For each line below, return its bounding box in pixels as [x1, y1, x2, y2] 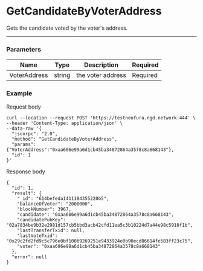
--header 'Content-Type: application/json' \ [6, 120, 123, 126]
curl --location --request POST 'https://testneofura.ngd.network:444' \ [6, 115, 196, 121]
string [54, 71, 71, 79]
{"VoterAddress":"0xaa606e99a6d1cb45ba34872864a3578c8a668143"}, [6, 147, 174, 153]
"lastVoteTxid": [17, 232, 59, 239]
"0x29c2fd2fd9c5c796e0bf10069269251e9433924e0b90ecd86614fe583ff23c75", [6, 238, 193, 244]
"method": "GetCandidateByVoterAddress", [11, 136, 118, 142]
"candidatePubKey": [17, 216, 66, 222]
